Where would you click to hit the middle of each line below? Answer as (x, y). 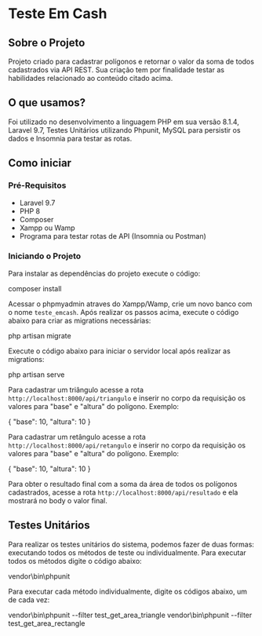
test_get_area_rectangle (47, 623)
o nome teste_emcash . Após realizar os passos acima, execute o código (124, 312)
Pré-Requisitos (37, 185)
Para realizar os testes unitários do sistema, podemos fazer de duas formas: (131, 544)
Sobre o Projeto (47, 43)
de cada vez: (29, 599)
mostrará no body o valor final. (58, 500)
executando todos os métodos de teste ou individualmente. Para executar (127, 552)
